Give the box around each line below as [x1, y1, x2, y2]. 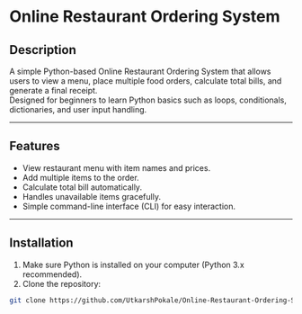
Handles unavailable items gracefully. [22, 191, 162, 202]
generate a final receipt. [9, 85, 98, 95]
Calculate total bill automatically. [22, 182, 142, 193]
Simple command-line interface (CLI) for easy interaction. [22, 201, 236, 211]
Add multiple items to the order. [22, 172, 139, 183]
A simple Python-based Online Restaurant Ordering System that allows [9, 66, 271, 76]
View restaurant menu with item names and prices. [22, 162, 211, 173]
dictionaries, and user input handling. [9, 104, 147, 114]
